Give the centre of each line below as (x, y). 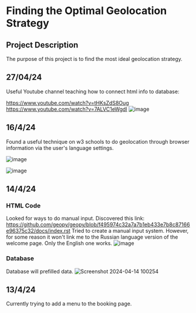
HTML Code (23, 205)
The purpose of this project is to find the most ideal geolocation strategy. (94, 59)
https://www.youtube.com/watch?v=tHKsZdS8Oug (67, 103)
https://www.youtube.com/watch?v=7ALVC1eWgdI (67, 109)
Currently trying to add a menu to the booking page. (69, 304)
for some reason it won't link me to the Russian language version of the (92, 237)
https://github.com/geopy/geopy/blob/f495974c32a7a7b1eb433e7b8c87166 (98, 224)
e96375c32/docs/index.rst (38, 231)
